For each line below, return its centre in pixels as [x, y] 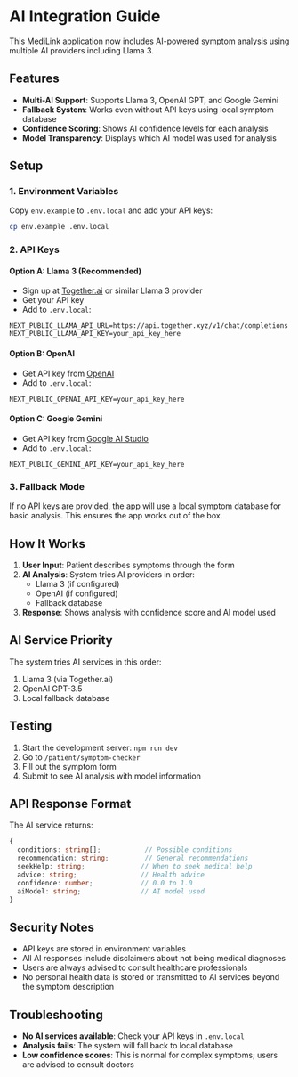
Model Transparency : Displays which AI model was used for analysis [149, 138]
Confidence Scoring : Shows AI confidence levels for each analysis [145, 128]
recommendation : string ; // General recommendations [133, 858]
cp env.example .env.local [59, 227]
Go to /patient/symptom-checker [81, 757]
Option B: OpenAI [42, 354]
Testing [31, 726]
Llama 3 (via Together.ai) [68, 679]
